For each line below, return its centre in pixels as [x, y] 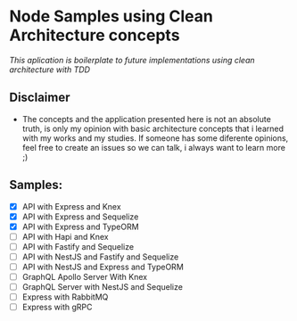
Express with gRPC [57, 307]
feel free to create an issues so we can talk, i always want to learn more [153, 147]
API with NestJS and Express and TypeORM [103, 267]
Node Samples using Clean [111, 16]
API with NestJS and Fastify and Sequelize [100, 257]
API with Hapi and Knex [65, 236]
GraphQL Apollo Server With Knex [85, 277]
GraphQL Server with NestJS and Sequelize [102, 287]
